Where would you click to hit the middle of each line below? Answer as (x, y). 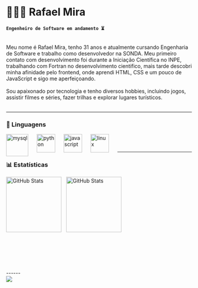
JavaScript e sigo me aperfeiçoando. (51, 78)
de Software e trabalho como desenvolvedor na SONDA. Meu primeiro (91, 53)
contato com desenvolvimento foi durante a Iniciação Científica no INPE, (94, 60)
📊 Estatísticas (27, 165)
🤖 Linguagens (26, 125)
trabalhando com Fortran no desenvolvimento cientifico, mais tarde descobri (99, 66)
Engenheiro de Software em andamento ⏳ (55, 28)
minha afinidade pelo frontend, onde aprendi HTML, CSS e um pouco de (94, 72)
